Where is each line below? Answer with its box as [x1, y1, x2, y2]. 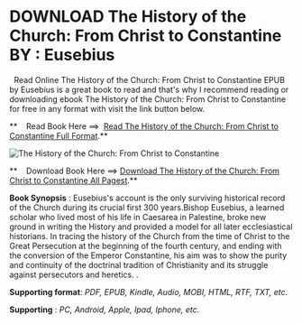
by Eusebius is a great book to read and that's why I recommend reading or [9, 84, 289, 95]
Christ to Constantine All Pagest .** [9, 174, 138, 186]
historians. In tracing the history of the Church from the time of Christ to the [9, 230, 290, 241]
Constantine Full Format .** [9, 130, 108, 141]
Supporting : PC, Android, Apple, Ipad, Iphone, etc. [9, 304, 200, 315]
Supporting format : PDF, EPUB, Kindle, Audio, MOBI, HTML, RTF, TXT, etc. [9, 286, 288, 297]
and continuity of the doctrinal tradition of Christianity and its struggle [9, 259, 269, 270]
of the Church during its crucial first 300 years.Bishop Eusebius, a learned [9, 201, 285, 213]
